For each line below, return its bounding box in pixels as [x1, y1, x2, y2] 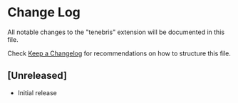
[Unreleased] [7, 70, 68, 82]
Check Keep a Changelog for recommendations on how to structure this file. [7, 49, 232, 58]
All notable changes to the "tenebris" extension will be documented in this [7, 28, 225, 36]
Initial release [17, 88, 57, 97]
